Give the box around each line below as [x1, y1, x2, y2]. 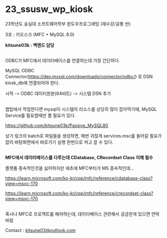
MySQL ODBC [5, 68, 35, 74]
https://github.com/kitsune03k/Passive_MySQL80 [5, 122, 109, 129]
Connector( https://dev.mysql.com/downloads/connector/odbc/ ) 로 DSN [5, 74, 153, 80]
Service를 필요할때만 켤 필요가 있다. [5, 112, 76, 118]
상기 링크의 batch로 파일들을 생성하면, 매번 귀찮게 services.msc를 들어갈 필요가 [5, 133, 162, 139]
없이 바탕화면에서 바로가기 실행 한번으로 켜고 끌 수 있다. [5, 139, 114, 145]
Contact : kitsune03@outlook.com [5, 227, 76, 233]
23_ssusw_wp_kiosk [5, 4, 93, 15]
